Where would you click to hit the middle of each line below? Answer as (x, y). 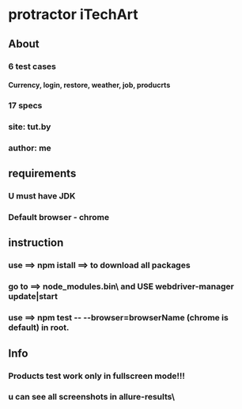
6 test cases (32, 66)
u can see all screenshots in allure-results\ (92, 397)
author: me (30, 148)
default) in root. (39, 328)
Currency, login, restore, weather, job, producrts (89, 85)
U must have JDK (42, 196)
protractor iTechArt (73, 15)
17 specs (25, 106)
